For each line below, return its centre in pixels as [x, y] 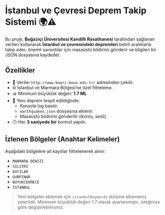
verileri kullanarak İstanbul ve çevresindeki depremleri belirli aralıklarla [78, 44]
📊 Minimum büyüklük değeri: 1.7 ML [50, 93]
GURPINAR [21, 177]
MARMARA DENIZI [28, 161]
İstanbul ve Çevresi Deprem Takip [76, 11]
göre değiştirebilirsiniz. [41, 207]
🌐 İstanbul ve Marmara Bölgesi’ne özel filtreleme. [62, 87]
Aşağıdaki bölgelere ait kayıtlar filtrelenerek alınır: [55, 151]
